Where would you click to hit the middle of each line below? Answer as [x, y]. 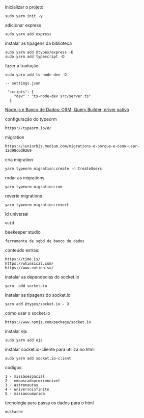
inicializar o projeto [24, 7]
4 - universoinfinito [27, 390]
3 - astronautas [22, 385]
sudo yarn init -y [24, 16]
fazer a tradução [22, 66]
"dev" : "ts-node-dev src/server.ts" [53, 96]
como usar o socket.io [28, 313]
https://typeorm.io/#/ [28, 128]
